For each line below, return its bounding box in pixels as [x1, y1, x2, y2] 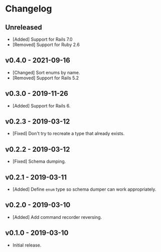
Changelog [5, 3, 52, 15]
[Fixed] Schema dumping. [12, 159, 66, 165]
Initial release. [12, 242, 42, 248]
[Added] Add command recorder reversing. [12, 214, 102, 220]
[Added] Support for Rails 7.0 [12, 36, 73, 42]
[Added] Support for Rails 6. [12, 102, 71, 108]
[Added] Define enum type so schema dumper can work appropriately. [12, 186, 156, 192]
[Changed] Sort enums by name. [12, 69, 80, 75]
